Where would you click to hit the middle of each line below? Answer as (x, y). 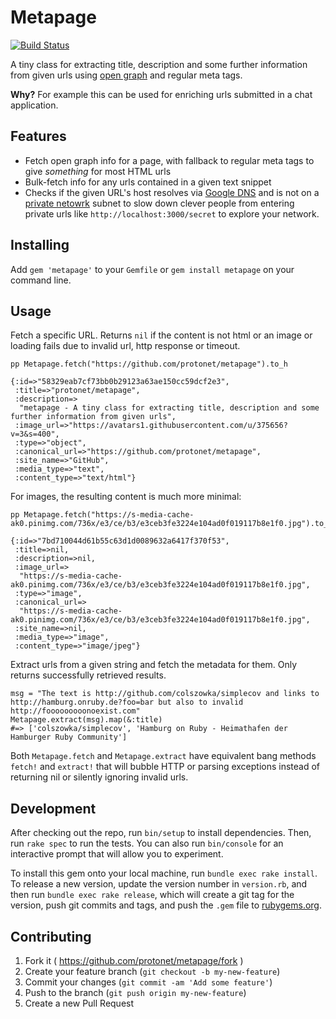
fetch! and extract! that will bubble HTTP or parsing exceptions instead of (165, 767)
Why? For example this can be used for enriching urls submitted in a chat (161, 94)
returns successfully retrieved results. (88, 675)
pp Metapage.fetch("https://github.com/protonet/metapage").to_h (149, 364)
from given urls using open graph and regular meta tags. (126, 75)
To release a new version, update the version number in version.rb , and (159, 884)
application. (34, 105)
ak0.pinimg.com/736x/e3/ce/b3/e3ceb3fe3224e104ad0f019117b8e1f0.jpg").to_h (171, 524)
